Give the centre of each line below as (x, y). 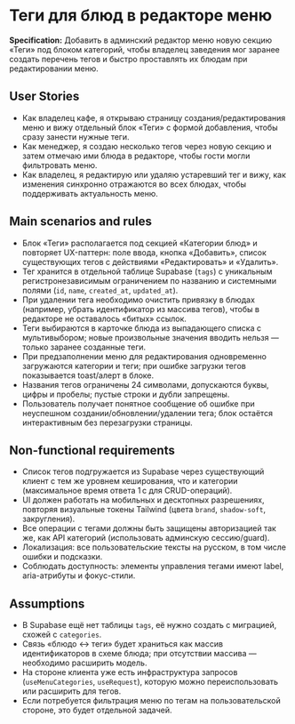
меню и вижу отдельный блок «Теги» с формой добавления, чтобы (150, 127)
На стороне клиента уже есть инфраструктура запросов (130, 672)
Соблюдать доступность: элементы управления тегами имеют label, (153, 567)
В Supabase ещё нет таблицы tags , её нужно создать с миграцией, (149, 625)
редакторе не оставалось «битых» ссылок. (104, 318)
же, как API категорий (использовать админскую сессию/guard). (146, 538)
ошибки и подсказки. (62, 557)
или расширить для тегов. (72, 691)
